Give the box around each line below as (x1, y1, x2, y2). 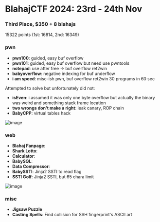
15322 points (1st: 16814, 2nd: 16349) (5, 32, 79, 37)
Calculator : (12, 153, 36, 159)
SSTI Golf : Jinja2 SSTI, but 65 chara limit (12, 174, 94, 180)
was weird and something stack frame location (12, 100, 106, 106)
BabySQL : (12, 158, 33, 164)
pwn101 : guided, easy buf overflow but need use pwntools (12, 60, 130, 66)
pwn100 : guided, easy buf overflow (12, 55, 84, 61)
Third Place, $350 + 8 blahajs (5, 21, 76, 28)
